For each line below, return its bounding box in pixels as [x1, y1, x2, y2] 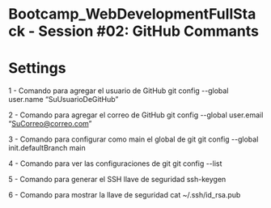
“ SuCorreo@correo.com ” [8, 119, 92, 129]
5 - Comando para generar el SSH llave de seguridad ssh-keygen [8, 175, 227, 185]
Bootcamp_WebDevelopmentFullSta [8, 5, 256, 23]
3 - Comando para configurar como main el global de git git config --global [8, 134, 259, 144]
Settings [8, 59, 66, 78]
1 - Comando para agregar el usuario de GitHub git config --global [8, 86, 229, 96]
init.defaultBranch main [8, 143, 87, 153]
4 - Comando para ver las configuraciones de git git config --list [8, 159, 222, 168]
